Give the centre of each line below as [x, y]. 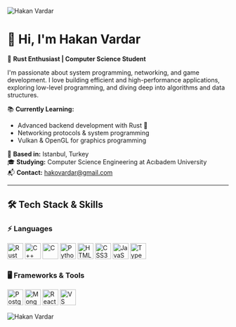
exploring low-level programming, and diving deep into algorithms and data [116, 87]
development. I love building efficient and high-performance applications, [113, 80]
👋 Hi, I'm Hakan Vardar [74, 39]
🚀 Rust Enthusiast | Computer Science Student [77, 58]
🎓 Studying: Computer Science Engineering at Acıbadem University [107, 161]
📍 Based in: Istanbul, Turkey [48, 154]
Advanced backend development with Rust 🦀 [83, 125]
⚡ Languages [30, 229]
